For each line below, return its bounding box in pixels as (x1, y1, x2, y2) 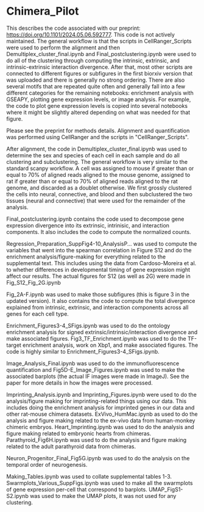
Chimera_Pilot (6, 4, 79, 18)
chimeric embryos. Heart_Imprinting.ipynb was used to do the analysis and (6, 423, 194, 430)
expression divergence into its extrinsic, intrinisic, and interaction (6, 221, 169, 229)
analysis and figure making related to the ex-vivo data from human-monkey (6, 416, 195, 424)
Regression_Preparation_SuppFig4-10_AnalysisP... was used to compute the (6, 240, 197, 247)
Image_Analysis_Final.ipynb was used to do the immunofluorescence (6, 360, 180, 367)
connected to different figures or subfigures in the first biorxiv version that (6, 69, 193, 77)
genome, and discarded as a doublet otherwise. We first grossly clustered (6, 184, 192, 191)
